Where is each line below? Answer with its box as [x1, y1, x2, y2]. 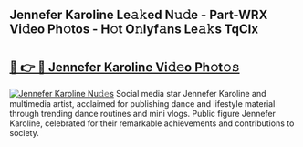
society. [9, 128, 39, 138]
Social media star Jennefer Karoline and [115, 89, 266, 99]
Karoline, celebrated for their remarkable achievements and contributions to [9, 118, 295, 129]
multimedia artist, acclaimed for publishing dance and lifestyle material [9, 99, 276, 109]
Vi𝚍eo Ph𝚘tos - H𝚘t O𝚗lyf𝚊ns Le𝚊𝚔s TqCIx [9, 22, 258, 37]
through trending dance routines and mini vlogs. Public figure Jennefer [9, 109, 277, 119]
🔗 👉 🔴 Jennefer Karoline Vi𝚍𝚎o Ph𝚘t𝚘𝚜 [9, 59, 240, 75]
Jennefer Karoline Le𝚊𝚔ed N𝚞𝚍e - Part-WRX [9, 7, 268, 23]
